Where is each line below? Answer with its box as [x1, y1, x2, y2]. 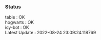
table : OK [5, 14, 25, 20]
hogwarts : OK [5, 19, 34, 25]
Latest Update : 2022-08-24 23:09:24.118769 [5, 30, 96, 36]
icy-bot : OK [5, 25, 29, 30]
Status [5, 3, 21, 10]
